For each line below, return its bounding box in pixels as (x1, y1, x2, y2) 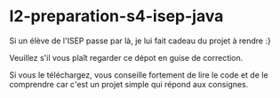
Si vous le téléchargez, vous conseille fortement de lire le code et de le (9, 69, 268, 80)
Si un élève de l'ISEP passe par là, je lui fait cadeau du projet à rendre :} (9, 35, 271, 46)
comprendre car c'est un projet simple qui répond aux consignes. (9, 79, 249, 89)
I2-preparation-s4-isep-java (9, 6, 224, 26)
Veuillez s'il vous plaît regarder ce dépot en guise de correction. (9, 52, 244, 63)
